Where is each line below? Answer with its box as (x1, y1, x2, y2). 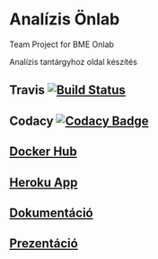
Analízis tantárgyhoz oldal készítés (9, 56, 137, 67)
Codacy (9, 113, 54, 128)
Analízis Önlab (9, 9, 120, 30)
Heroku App (9, 174, 78, 190)
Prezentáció (9, 236, 78, 252)
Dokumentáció (9, 205, 93, 220)
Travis (9, 82, 45, 98)
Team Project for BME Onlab (9, 39, 115, 50)
